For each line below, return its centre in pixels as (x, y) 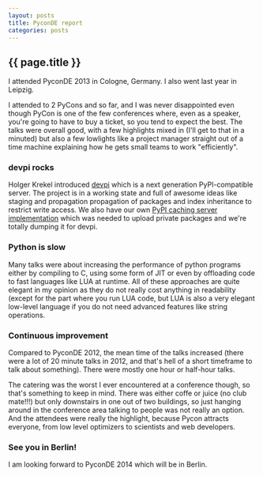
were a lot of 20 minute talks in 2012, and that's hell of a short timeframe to (130, 362)
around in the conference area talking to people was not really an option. (126, 410)
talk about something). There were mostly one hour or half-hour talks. (122, 369)
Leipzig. (21, 90)
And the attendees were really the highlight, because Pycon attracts (118, 418)
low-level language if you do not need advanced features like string (118, 306)
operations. (27, 315)
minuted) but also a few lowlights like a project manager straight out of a (126, 138)
